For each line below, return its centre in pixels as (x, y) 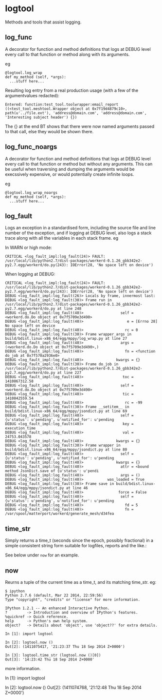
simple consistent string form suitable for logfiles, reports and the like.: (76, 546)
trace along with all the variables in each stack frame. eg (62, 238)
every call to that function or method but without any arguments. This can (79, 164)
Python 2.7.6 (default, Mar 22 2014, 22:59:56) (54, 596)
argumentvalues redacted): (32, 95)
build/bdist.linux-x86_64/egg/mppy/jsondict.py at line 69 (66, 411)
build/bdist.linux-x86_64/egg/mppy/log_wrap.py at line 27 (66, 339)
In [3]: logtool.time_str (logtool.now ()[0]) (53, 655)
